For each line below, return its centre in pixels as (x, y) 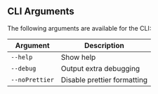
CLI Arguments (41, 11)
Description (104, 45)
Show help (78, 57)
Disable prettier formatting (104, 79)
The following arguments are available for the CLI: (79, 28)
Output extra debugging (100, 68)
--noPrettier (33, 80)
